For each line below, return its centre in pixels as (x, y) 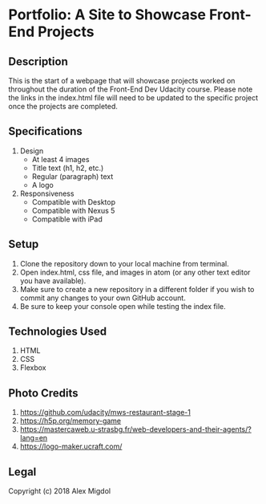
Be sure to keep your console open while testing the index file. (123, 306)
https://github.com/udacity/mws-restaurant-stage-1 (105, 413)
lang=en (34, 438)
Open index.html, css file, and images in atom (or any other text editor (135, 272)
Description (38, 61)
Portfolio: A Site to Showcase (107, 15)
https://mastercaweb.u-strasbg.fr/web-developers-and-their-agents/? (136, 429)
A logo (42, 185)
